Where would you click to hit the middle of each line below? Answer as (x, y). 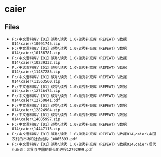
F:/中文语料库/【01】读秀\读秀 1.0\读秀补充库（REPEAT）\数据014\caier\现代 (84, 144)
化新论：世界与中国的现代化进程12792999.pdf (53, 150)
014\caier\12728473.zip (36, 91)
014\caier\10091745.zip (36, 44)
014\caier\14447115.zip (36, 129)
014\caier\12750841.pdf (36, 100)
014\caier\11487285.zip (36, 72)
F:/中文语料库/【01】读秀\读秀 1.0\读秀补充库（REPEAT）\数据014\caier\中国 (84, 134)
